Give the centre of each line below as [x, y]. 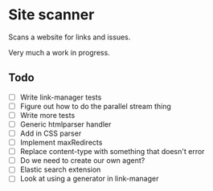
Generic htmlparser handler [66, 124]
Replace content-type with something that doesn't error [112, 152]
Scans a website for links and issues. [70, 37]
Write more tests [47, 115]
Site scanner [51, 15]
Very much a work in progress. [59, 52]
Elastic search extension [60, 169]
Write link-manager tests [61, 97]
